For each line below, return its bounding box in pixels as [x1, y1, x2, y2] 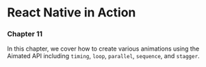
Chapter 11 [7, 29, 43, 39]
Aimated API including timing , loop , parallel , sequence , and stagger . [7, 52, 200, 60]
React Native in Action [7, 5, 136, 21]
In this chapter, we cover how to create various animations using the [7, 44, 200, 53]
